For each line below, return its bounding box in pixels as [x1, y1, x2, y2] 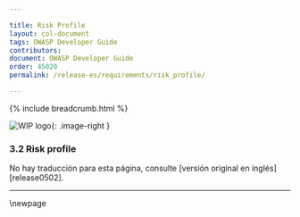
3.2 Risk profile [9, 142, 77, 154]
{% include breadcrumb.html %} [9, 103, 129, 113]
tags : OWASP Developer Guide [9, 38, 118, 46]
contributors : [9, 46, 62, 54]
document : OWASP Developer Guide [9, 54, 134, 63]
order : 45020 [9, 63, 58, 71]
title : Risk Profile [9, 21, 87, 29]
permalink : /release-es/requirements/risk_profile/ [9, 71, 205, 80]
